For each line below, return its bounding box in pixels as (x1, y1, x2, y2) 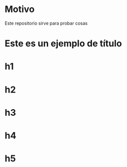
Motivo (5, 4, 35, 15)
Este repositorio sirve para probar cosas (5, 20, 88, 26)
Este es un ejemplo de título (5, 38, 122, 49)
